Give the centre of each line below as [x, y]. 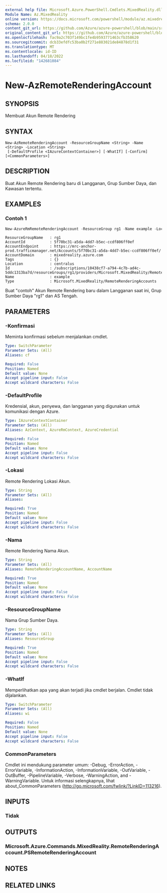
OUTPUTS [21, 832]
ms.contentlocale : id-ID [31, 51]
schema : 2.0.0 [20, 24]
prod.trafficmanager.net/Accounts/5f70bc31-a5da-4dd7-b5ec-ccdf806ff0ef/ [83, 251]
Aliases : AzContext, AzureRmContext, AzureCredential [62, 430]
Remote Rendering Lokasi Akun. [38, 481]
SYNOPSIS [22, 103]
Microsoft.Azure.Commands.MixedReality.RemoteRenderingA [82, 846]
